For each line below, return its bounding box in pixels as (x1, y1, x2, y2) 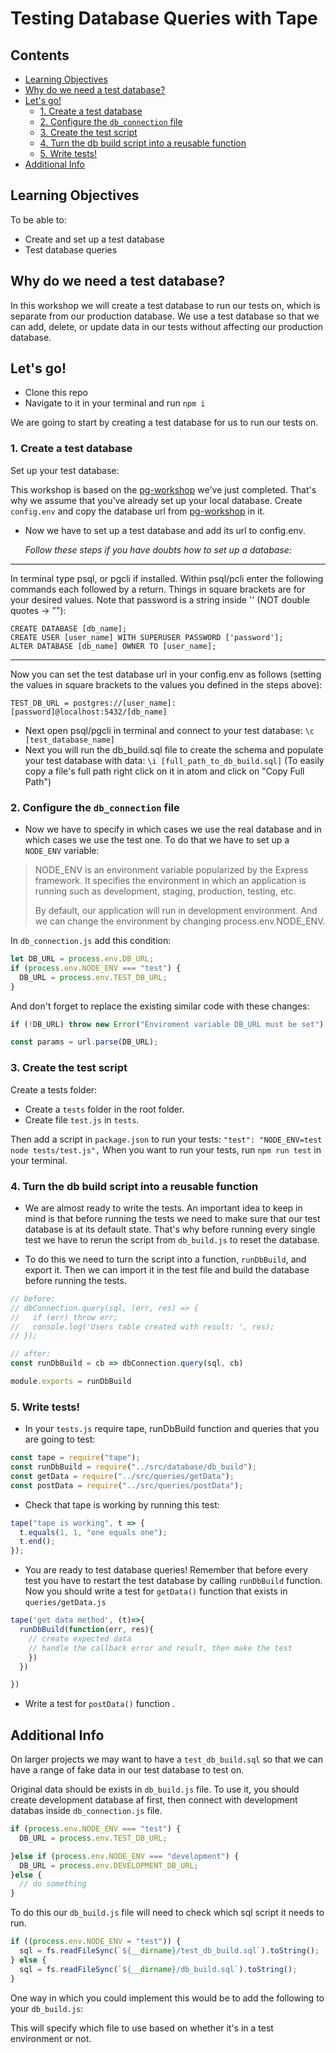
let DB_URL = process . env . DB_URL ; (10, 954, 155, 964)
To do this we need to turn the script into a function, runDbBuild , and (24, 1253, 307, 1265)
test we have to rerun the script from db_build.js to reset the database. (24, 1233, 320, 1246)
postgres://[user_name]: (73, 698, 177, 708)
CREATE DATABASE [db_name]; (10, 623, 128, 634)
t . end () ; (19, 1537, 56, 1547)
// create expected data (28, 1633, 132, 1644)
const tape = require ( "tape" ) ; (10, 1453, 141, 1463)
